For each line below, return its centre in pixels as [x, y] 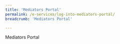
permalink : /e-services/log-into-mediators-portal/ [60, 14]
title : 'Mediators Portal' [33, 10]
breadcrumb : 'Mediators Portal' [39, 19]
